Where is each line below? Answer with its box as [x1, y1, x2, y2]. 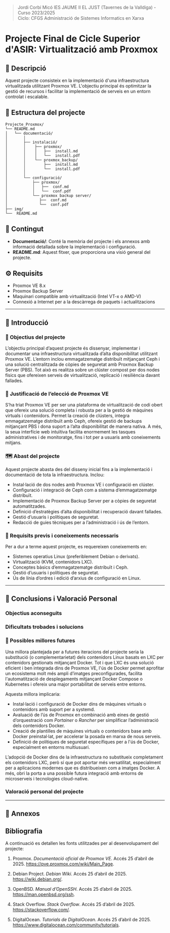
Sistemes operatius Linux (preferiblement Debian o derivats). [12, 553, 140, 560]
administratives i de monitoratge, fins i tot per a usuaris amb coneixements [5, 434, 161, 441]
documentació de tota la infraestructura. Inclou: [5, 472, 105, 478]
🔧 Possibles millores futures [5, 637, 75, 644]
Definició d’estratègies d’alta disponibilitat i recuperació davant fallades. [12, 508, 163, 514]
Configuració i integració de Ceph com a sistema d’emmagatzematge [12, 487, 157, 493]
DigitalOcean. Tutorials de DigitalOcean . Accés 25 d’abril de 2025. [12, 917, 151, 923]
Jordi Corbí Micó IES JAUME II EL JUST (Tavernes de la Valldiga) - [17, 5, 156, 10]
